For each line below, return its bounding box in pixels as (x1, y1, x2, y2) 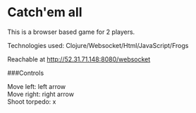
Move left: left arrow (7, 82, 66, 90)
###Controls (7, 69, 44, 77)
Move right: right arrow (7, 90, 74, 98)
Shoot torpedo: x (7, 97, 56, 106)
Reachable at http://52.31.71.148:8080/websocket (7, 54, 151, 64)
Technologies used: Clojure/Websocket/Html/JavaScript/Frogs (7, 41, 189, 49)
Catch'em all (7, 4, 82, 20)
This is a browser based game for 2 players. (7, 28, 135, 36)
